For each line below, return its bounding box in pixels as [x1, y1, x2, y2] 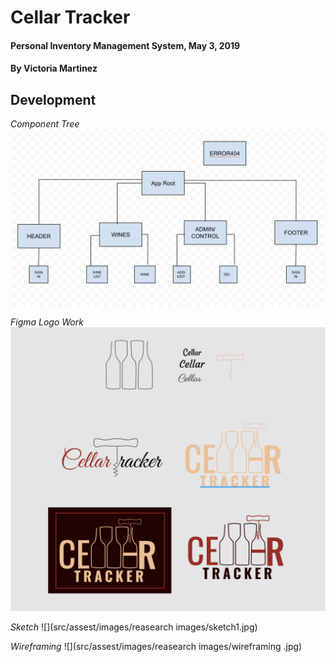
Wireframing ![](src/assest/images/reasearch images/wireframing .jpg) [10, 641, 303, 653]
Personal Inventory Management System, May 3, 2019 [10, 39, 241, 51]
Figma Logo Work [10, 316, 84, 328]
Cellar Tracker [10, 6, 131, 29]
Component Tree [10, 118, 80, 130]
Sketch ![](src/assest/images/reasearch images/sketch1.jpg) [10, 621, 258, 633]
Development [10, 91, 97, 108]
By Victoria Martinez [10, 62, 98, 75]
